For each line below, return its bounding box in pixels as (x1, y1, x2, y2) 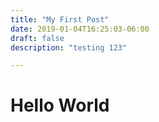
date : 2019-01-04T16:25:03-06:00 (10, 24, 150, 34)
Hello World (10, 94, 110, 117)
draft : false (10, 33, 65, 43)
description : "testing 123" (10, 42, 128, 53)
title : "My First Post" (10, 14, 110, 25)
